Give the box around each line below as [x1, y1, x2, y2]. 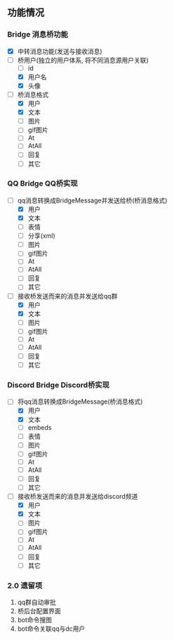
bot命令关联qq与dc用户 [17, 624, 86, 633]
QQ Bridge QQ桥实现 [7, 179, 79, 188]
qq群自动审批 [17, 598, 56, 606]
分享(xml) [27, 231, 56, 240]
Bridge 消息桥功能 [7, 30, 69, 40]
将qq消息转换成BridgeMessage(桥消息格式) [17, 397, 143, 406]
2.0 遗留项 [7, 581, 43, 591]
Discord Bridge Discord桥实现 [7, 380, 110, 390]
